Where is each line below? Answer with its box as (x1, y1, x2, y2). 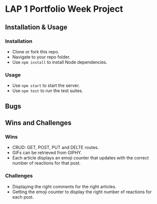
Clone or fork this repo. (12, 49, 59, 54)
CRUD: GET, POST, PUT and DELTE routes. (12, 145, 99, 151)
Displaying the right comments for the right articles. (12, 183, 117, 189)
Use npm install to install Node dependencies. (12, 59, 107, 65)
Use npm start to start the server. (12, 82, 80, 89)
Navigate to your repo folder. (12, 54, 71, 60)
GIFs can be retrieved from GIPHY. (12, 150, 82, 155)
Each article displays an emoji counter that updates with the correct (12, 155, 149, 161)
